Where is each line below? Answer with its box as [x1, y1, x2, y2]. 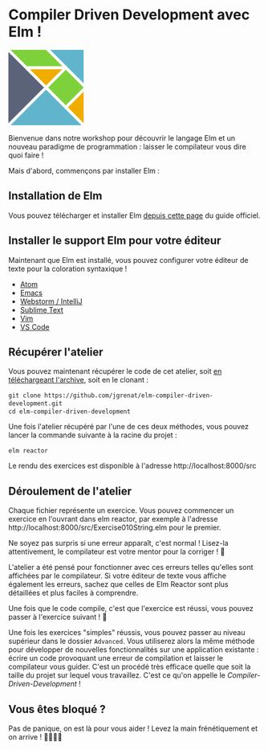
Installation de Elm [8, 189, 103, 203]
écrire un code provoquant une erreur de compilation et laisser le [8, 654, 223, 663]
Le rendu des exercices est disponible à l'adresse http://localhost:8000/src [8, 461, 257, 471]
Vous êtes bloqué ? [8, 702, 106, 716]
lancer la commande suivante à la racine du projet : [8, 430, 178, 440]
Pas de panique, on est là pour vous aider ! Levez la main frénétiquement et [8, 723, 258, 733]
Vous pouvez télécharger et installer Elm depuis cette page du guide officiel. [8, 211, 261, 220]
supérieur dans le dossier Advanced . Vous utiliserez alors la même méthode [8, 637, 255, 646]
